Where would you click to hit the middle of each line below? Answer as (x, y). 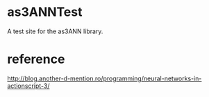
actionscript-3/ (28, 86)
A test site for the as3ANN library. (55, 31)
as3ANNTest (45, 12)
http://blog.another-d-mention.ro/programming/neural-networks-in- (104, 78)
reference (36, 59)
